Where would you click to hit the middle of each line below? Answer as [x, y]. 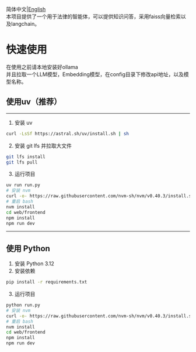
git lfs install [26, 157]
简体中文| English [26, 9]
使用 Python [28, 248]
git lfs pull [22, 162]
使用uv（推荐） [34, 102]
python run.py [23, 305]
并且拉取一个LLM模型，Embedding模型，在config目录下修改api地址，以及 [95, 74]
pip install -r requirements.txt [47, 282]
